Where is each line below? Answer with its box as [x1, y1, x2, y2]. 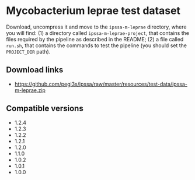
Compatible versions [6, 104, 83, 114]
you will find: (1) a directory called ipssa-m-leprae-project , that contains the [6, 29, 190, 36]
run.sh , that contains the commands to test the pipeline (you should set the [6, 42, 187, 49]
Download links [6, 65, 64, 75]
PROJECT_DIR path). [6, 48, 51, 55]
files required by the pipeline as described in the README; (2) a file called [6, 36, 184, 43]
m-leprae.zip [14, 86, 46, 94]
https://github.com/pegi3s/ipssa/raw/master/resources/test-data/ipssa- [14, 80, 188, 87]
